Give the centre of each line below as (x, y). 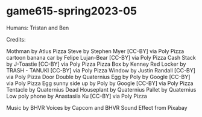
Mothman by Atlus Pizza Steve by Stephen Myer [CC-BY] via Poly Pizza (95, 51)
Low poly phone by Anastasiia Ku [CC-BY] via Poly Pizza (77, 96)
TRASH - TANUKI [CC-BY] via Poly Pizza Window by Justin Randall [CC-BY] (101, 70)
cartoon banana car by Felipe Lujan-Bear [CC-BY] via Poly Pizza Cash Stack (101, 57)
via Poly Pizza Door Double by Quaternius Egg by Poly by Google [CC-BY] (98, 77)
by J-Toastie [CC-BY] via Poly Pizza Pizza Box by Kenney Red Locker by (96, 64)
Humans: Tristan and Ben (38, 28)
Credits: (16, 39)
